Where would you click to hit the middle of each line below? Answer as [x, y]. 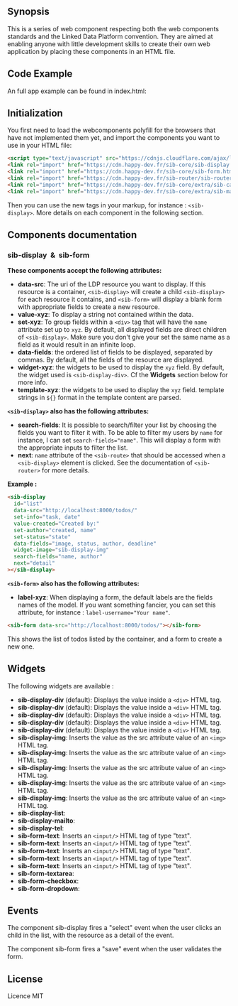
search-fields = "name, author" [58, 557]
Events [23, 910]
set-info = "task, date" [47, 517]
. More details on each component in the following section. [118, 212]
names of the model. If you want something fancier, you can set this [117, 605]
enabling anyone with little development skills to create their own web [109, 44]
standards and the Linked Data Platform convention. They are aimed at [110, 36]
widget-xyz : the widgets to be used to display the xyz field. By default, [121, 367]
